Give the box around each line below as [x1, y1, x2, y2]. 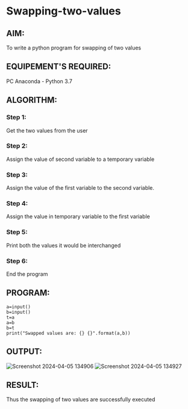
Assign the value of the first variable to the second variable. [6, 184, 155, 192]
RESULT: [6, 380, 39, 390]
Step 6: [6, 257, 28, 265]
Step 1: [6, 113, 27, 122]
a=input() [6, 304, 31, 310]
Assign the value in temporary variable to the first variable [6, 213, 151, 220]
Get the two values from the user [6, 126, 89, 134]
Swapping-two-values [6, 4, 122, 18]
